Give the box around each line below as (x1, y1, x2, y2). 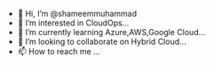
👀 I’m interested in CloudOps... (17, 18, 130, 28)
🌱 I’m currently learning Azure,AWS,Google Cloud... (17, 27, 206, 37)
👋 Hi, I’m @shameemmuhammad (17, 9, 138, 18)
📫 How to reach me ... (17, 47, 100, 56)
